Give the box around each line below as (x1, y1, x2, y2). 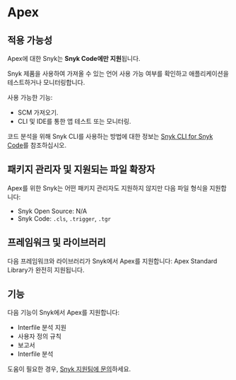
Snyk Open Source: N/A (17, 207, 87, 215)
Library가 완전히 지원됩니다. (7, 265, 85, 274)
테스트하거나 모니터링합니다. (7, 79, 85, 86)
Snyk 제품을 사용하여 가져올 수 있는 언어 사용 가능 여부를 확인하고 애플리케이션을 (7, 69, 230, 78)
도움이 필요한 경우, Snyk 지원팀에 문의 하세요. (7, 365, 131, 374)
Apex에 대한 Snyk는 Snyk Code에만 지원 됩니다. (7, 54, 141, 62)
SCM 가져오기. (17, 108, 59, 117)
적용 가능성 (7, 34, 53, 46)
